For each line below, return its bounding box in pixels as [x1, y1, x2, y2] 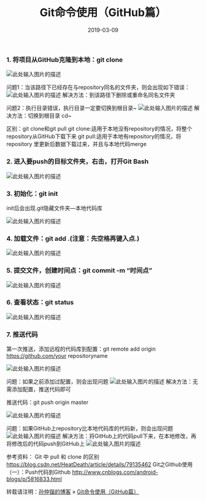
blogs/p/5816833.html [6, 475, 63, 483]
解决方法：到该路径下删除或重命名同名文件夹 [62, 91, 175, 99]
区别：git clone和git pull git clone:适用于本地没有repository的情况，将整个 [6, 125, 193, 133]
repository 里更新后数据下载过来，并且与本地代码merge [6, 141, 147, 148]
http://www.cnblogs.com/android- [72, 468, 158, 476]
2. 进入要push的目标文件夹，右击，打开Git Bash [6, 157, 149, 166]
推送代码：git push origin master [6, 398, 89, 406]
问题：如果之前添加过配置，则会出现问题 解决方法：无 [6, 378, 198, 386]
